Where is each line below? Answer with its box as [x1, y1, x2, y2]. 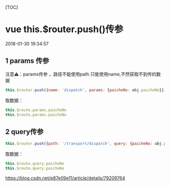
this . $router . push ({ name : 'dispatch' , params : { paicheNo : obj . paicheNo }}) [5, 87, 166, 93]
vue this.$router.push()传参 [5, 24, 123, 35]
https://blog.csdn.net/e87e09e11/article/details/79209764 [5, 175, 125, 181]
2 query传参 [5, 127, 44, 136]
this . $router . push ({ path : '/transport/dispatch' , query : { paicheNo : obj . [5, 141, 164, 146]
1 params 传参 [5, 57, 50, 65]
